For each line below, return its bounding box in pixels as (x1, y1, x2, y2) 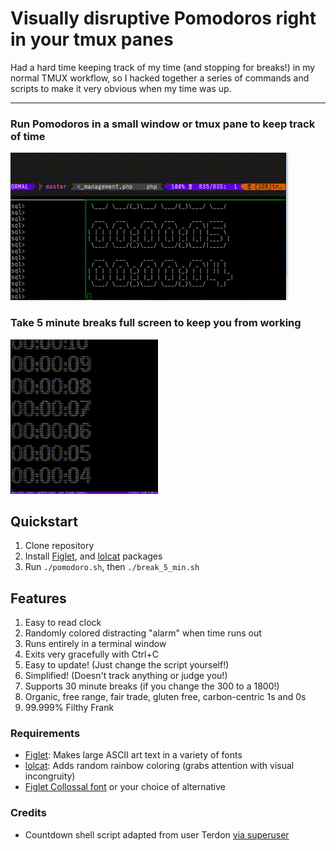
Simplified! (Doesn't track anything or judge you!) (24, 670, 228, 682)
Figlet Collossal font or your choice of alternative (24, 781, 227, 793)
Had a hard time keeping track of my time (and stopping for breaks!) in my (10, 61, 316, 73)
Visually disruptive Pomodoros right (10, 7, 317, 30)
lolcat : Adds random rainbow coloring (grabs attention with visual (24, 760, 295, 772)
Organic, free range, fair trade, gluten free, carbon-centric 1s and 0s (24, 691, 307, 703)
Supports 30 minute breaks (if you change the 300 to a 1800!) (24, 680, 280, 692)
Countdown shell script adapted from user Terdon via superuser (24, 828, 290, 841)
